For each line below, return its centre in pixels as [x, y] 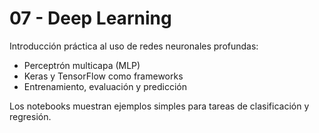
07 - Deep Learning [90, 18]
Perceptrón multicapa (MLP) [82, 65]
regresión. [30, 116]
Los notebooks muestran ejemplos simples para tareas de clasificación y [159, 106]
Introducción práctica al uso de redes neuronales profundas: [134, 46]
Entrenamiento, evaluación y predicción [105, 86]
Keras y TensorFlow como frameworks [103, 76]
